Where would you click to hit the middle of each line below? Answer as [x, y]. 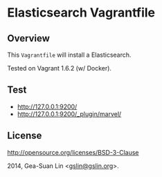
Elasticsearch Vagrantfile [81, 13]
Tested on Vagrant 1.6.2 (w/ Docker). [60, 68]
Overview [29, 38]
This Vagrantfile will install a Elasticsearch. [69, 55]
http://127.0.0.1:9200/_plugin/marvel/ [69, 114]
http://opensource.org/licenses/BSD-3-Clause [73, 152]
